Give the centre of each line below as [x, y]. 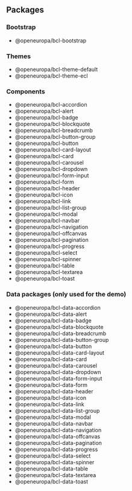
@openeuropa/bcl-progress [50, 246]
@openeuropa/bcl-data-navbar [54, 423]
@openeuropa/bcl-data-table [52, 469]
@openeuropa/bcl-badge [46, 118]
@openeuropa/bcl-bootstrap [51, 40]
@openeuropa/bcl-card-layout [53, 150]
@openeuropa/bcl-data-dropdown [58, 372]
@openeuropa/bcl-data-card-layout [59, 352]
